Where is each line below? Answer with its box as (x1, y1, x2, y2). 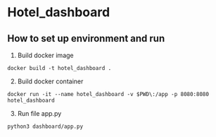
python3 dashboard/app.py (7, 123, 83, 130)
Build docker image (17, 51, 74, 59)
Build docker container (17, 77, 84, 85)
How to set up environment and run (7, 32, 165, 44)
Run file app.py (17, 109, 62, 117)
